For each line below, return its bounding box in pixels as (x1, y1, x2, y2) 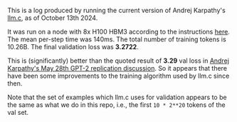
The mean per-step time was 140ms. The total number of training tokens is (7, 35, 226, 44)
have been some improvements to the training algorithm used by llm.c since (7, 71, 230, 80)
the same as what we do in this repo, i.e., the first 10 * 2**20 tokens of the (7, 101, 226, 109)
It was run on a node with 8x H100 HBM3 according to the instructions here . (7, 28, 230, 36)
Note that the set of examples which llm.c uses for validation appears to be (7, 93, 227, 101)
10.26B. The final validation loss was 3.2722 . (7, 43, 139, 51)
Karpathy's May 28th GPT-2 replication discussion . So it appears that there (7, 64, 228, 72)
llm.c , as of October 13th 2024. (7, 14, 98, 22)
